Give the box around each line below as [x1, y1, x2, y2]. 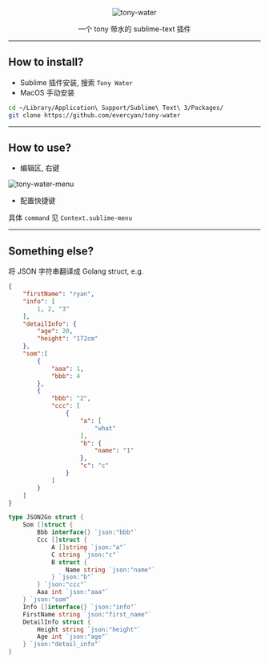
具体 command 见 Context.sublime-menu [8, 213, 133, 222]
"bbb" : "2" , [50, 394, 91, 403]
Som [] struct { [22, 521, 74, 529]
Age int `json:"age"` [37, 632, 110, 641]
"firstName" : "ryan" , [22, 290, 94, 299]
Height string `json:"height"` [37, 625, 142, 633]
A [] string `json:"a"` [50, 543, 127, 551]
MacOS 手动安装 [19, 87, 74, 97]
